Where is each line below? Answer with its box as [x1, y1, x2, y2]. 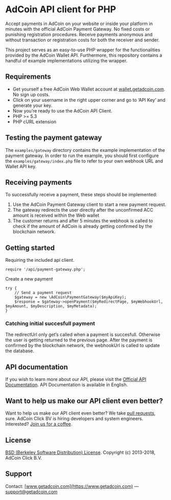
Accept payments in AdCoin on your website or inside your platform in [5, 20, 153, 27]
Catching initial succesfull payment [5, 320, 95, 327]
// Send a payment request [14, 290, 72, 296]
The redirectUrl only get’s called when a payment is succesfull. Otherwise [5, 331, 161, 338]
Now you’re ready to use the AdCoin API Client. [12, 107, 112, 113]
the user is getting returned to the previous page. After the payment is [5, 337, 153, 343]
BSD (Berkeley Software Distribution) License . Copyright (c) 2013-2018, [5, 449, 156, 456]
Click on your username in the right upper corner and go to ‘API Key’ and [12, 97, 166, 103]
